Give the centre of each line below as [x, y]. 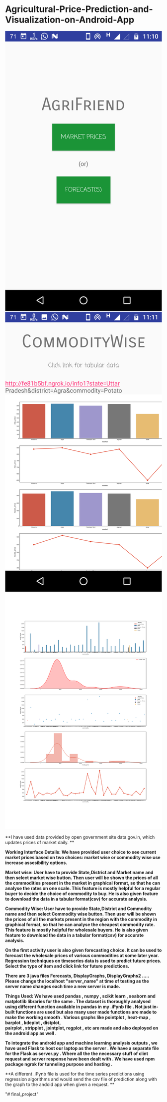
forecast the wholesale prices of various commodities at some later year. [82, 955]
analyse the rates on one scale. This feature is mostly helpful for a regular [83, 888]
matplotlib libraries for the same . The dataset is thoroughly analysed [78, 1001]
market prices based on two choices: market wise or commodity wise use [83, 857]
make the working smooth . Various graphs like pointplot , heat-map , [78, 1017]
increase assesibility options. [36, 863]
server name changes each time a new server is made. [63, 986]
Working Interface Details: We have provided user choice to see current [81, 852]
